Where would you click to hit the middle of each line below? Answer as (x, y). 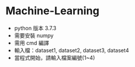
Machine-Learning (52, 11)
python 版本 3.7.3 (35, 28)
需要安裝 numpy (34, 35)
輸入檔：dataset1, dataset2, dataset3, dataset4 (71, 50)
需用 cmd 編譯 (32, 43)
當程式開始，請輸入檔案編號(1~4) (55, 58)
